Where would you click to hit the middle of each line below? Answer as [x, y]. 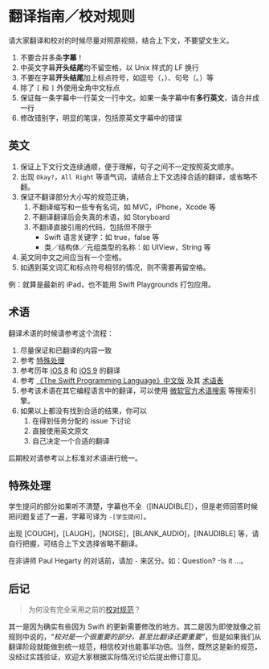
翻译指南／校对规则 [72, 17]
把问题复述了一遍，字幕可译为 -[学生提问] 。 [79, 517]
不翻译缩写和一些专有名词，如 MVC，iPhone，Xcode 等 [124, 207]
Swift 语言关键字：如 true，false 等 [102, 237]
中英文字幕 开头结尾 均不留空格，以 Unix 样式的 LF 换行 [109, 67]
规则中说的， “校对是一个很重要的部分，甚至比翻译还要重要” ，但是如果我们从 [135, 637]
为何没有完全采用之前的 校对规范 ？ [84, 609]
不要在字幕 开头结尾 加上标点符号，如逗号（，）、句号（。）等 [117, 77]
